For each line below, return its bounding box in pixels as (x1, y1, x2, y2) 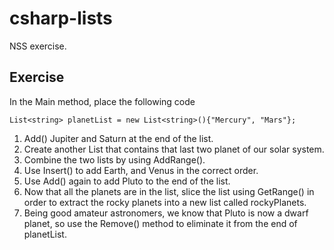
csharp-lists (9, 7, 113, 30)
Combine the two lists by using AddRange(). (23, 153, 206, 166)
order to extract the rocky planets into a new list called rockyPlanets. (23, 196, 307, 208)
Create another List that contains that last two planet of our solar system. (23, 143, 325, 155)
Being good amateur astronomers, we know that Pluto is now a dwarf (23, 207, 309, 219)
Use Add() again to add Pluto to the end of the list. (23, 175, 231, 187)
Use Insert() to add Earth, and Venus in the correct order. (23, 164, 259, 176)
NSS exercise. (9, 40, 67, 52)
